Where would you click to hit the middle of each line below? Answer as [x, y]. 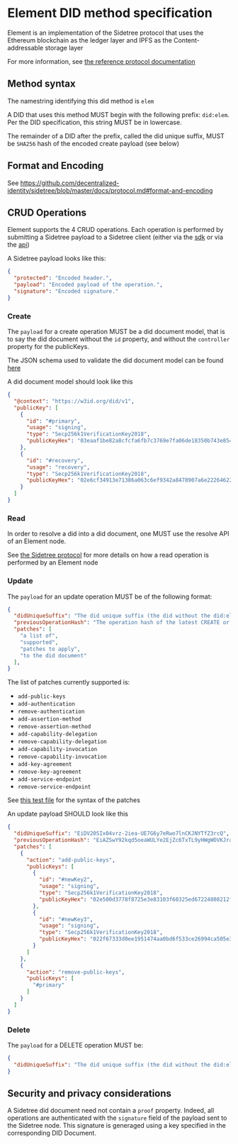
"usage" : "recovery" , [58, 467]
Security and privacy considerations [90, 1093]
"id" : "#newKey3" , [66, 919]
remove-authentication [51, 712]
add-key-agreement [45, 765]
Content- [187, 40]
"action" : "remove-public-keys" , [75, 972]
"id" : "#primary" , [53, 421]
